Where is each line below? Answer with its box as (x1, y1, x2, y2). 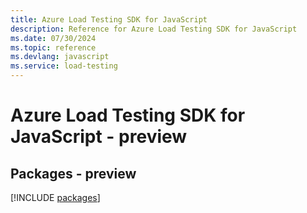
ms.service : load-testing (10, 61, 118, 71)
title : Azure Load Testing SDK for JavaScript (10, 14, 208, 25)
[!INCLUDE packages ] (10, 192, 101, 203)
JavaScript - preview (10, 126, 188, 148)
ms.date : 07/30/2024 (10, 33, 97, 43)
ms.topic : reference (10, 42, 97, 53)
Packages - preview (10, 165, 137, 182)
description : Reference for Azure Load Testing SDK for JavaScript (10, 24, 298, 34)
